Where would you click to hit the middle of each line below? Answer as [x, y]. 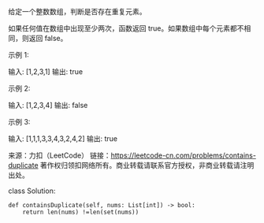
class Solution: [32, 191]
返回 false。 [48, 38]
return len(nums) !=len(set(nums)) [81, 212]
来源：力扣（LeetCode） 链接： [60, 155]
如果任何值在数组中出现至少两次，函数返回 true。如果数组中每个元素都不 [126, 28]
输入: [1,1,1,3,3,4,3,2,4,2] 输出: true [63, 139]
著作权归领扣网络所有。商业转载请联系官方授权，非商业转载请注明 [147, 165]
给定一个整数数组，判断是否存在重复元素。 [77, 11]
